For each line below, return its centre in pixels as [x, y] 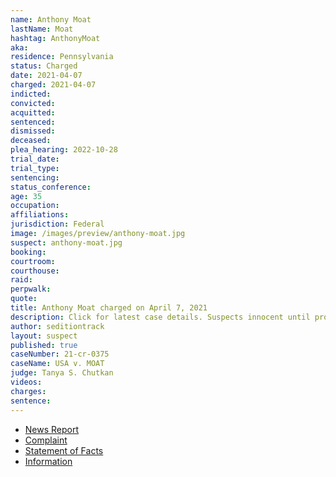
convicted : [33, 103]
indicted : [31, 94]
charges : [28, 391]
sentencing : [35, 177]
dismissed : [33, 131]
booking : [28, 252]
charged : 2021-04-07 [53, 85]
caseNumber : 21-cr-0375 [60, 354]
